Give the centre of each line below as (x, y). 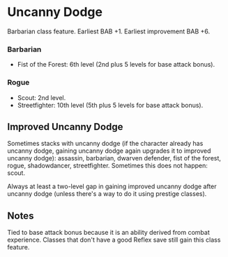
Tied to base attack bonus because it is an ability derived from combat (109, 233)
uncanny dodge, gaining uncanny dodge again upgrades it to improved (109, 151)
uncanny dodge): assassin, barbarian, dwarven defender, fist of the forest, (114, 158)
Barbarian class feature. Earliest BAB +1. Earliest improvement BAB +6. (109, 31)
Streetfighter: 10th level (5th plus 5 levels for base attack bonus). (110, 105)
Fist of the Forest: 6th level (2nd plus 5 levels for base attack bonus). (116, 65)
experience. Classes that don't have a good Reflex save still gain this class (114, 240)
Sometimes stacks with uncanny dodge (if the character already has (105, 144)
